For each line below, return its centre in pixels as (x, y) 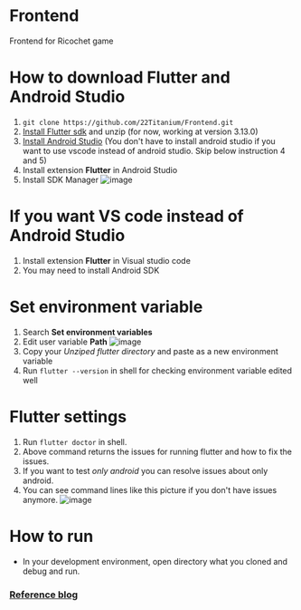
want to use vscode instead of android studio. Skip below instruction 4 (154, 150)
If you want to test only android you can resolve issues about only (145, 470)
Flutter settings (68, 416)
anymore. (40, 499)
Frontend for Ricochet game (61, 41)
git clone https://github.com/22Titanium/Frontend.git (128, 122)
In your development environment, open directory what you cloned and (155, 561)
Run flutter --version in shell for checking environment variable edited (157, 370)
